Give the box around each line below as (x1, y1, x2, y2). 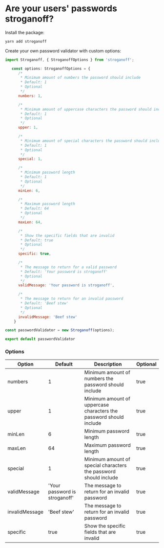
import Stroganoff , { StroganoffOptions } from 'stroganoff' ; (5, 57, 134, 62)
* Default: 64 (20, 206, 49, 211)
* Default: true (20, 238, 54, 243)
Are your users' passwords (5, 3, 117, 14)
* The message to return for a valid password (20, 265, 117, 270)
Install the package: (5, 29, 45, 35)
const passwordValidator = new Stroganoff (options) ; (5, 328, 115, 333)
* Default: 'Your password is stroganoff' (20, 269, 108, 274)
